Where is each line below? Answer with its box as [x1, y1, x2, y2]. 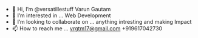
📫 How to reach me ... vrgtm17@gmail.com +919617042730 [12, 25, 163, 32]
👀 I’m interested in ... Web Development [12, 12, 111, 19]
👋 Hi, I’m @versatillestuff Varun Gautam [12, 6, 111, 12]
